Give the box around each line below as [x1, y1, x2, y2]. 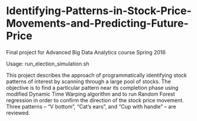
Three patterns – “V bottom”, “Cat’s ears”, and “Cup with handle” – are [6, 103, 176, 110]
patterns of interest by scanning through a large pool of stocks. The [6, 78, 172, 85]
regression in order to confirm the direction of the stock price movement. [6, 96, 185, 104]
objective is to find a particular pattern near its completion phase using [6, 84, 179, 91]
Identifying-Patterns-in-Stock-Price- [6, 4, 192, 18]
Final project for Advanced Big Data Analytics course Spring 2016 [6, 48, 166, 55]
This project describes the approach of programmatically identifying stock [6, 71, 188, 79]
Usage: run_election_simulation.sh [6, 60, 90, 67]
